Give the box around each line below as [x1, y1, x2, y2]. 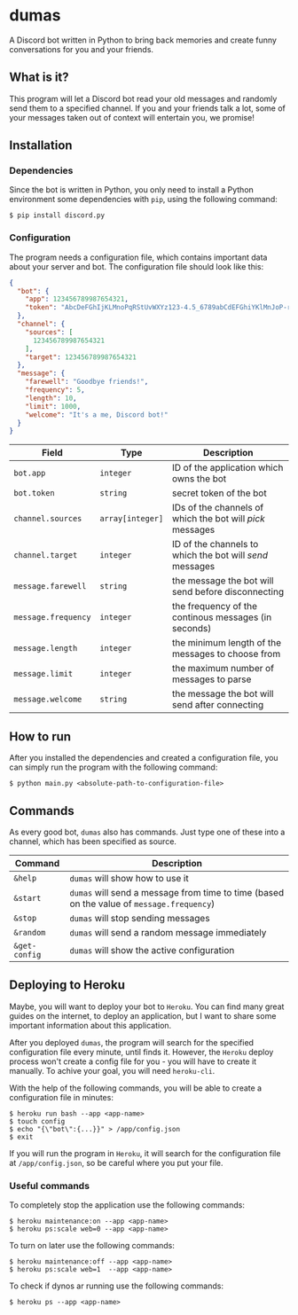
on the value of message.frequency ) [69, 897, 216, 910]
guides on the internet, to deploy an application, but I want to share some [9, 1010, 277, 1021]
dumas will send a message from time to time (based [69, 886, 285, 898]
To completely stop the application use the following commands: [9, 1200, 246, 1210]
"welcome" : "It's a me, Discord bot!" [25, 410, 169, 419]
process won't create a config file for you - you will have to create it [9, 1056, 257, 1067]
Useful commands [9, 1179, 90, 1192]
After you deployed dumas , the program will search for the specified [9, 1037, 255, 1047]
